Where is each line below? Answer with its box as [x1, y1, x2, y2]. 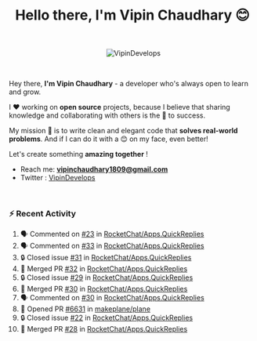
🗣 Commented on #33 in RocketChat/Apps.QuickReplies [20, 241, 205, 250]
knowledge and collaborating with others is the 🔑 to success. [9, 111, 206, 120]
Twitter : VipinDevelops [20, 172, 96, 182]
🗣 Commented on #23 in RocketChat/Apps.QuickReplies [20, 229, 205, 238]
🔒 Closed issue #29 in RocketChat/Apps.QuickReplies [20, 273, 194, 282]
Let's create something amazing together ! [9, 149, 148, 158]
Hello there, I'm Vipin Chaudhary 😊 [15, 6, 250, 24]
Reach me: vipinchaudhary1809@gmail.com [20, 164, 168, 174]
